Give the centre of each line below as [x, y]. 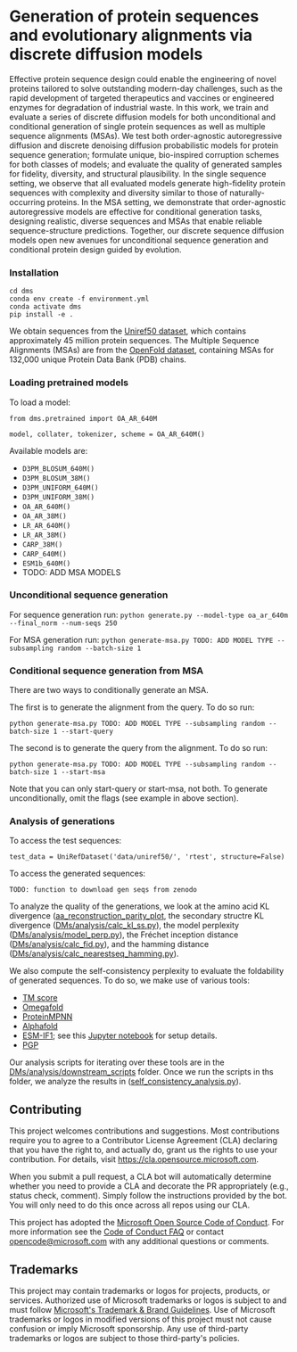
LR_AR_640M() [46, 525]
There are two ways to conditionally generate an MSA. [109, 690]
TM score [40, 998]
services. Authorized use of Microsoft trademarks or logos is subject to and [148, 1300]
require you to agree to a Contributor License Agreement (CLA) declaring [144, 1141]
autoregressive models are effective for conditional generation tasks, [136, 211]
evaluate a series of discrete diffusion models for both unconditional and [143, 117]
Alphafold [40, 1026]
